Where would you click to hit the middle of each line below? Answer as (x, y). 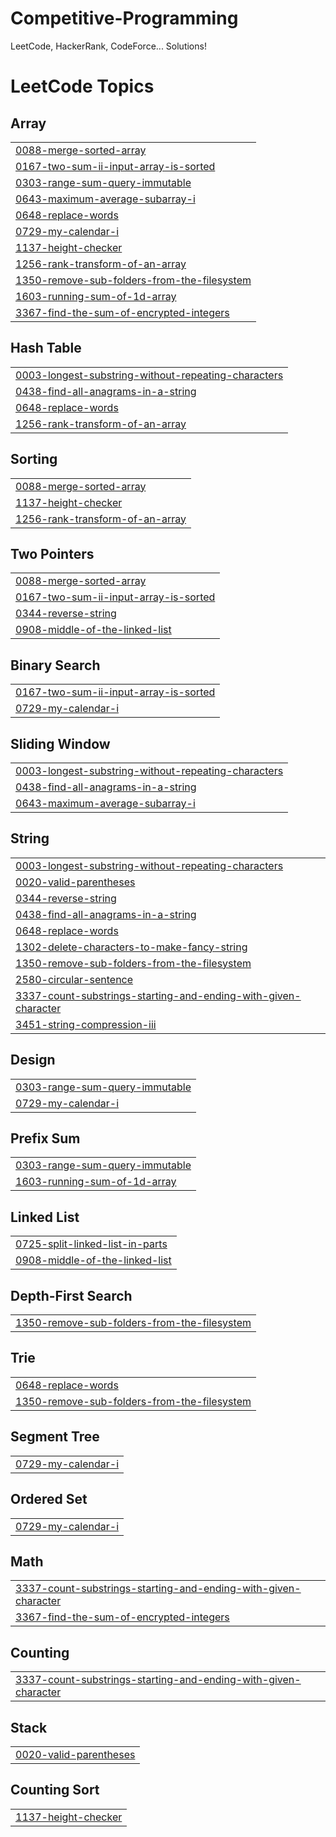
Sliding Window (60, 743)
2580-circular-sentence (74, 979)
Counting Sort (55, 1790)
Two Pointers (52, 553)
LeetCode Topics (82, 86)
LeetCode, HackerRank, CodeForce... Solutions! (108, 46)
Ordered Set (49, 1499)
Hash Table (46, 348)
